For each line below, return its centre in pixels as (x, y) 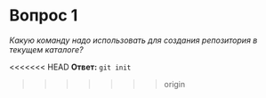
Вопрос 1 (44, 16)
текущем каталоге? (47, 49)
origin (175, 84)
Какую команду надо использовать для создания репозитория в (133, 40)
